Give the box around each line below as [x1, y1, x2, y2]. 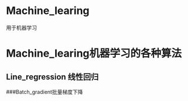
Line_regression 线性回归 [6, 72, 99, 82]
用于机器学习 [6, 24, 37, 31]
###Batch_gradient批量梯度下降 [6, 88, 83, 95]
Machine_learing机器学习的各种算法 [6, 47, 182, 60]
